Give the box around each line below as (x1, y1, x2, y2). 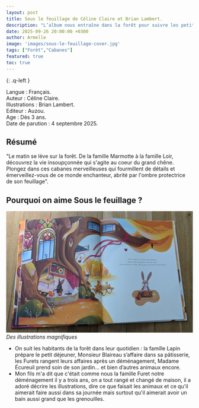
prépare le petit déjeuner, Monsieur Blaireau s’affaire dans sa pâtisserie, (14, 351, 191, 358)
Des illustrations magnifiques (6, 333, 78, 340)
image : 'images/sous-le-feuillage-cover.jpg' (6, 41, 120, 47)
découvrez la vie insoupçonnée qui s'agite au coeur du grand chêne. (6, 159, 174, 166)
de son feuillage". (6, 178, 49, 185)
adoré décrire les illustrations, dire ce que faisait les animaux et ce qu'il (14, 382, 188, 390)
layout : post (6, 10, 38, 15)
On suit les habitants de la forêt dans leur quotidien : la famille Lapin (14, 344, 181, 352)
